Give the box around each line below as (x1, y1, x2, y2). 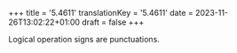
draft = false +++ (82, 17, 145, 27)
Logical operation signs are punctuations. (8, 34, 161, 44)
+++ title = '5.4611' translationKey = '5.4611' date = (8, 8, 194, 18)
